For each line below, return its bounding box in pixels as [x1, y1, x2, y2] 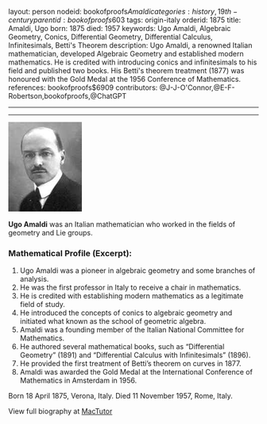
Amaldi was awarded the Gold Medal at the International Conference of [19, 368, 253, 377]
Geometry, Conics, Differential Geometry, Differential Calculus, [8, 32, 213, 41]
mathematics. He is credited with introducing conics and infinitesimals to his [8, 57, 257, 67]
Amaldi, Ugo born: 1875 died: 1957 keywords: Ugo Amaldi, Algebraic [8, 24, 231, 33]
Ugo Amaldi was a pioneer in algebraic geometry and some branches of [19, 266, 256, 275]
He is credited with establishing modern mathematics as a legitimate [19, 291, 244, 301]
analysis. [19, 274, 49, 284]
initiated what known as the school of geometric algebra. [19, 317, 207, 326]
